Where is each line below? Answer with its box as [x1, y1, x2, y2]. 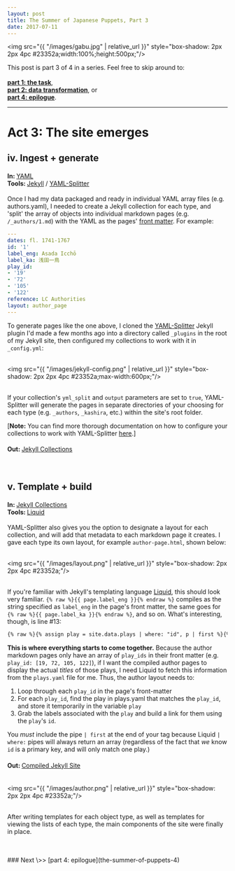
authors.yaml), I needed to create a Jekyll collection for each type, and [7, 202, 211, 211]
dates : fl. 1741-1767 [7, 237, 71, 244]
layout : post [7, 10, 45, 18]
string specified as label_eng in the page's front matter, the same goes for [7, 603, 221, 611]
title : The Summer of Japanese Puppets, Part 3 [7, 17, 149, 24]
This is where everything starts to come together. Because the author [7, 643, 213, 652]
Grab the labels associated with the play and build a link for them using [17, 709, 222, 718]
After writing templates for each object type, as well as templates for [7, 813, 205, 821]
